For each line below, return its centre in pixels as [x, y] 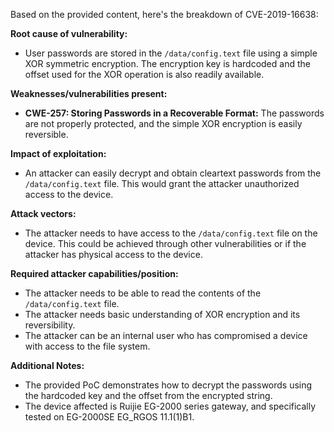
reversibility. [50, 325]
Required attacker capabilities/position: [94, 273]
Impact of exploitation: [58, 153]
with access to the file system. [87, 346]
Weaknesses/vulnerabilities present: [89, 93]
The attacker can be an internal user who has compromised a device [166, 335]
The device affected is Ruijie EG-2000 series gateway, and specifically [170, 406]
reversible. [46, 134]
